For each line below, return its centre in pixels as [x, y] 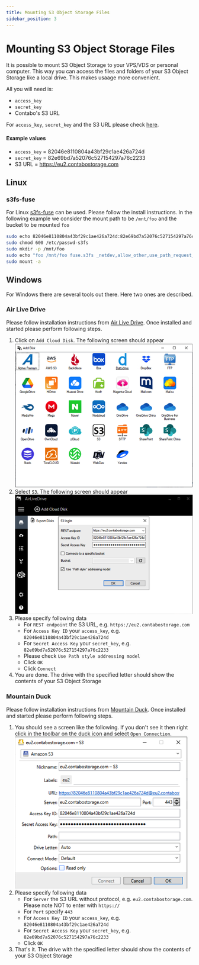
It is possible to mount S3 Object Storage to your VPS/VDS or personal [92, 65]
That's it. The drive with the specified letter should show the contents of [103, 949]
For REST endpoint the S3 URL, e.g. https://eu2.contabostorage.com [107, 625]
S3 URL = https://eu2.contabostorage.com [67, 164]
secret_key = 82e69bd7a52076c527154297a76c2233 [80, 157]
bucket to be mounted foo [38, 225]
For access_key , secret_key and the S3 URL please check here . [83, 125]
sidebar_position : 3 [32, 19]
